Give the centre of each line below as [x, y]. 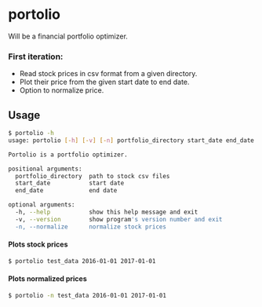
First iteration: [36, 57]
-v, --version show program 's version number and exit [119, 219]
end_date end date [66, 191]
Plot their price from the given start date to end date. [104, 82]
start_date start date [70, 183]
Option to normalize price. [62, 90]
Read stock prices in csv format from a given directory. [108, 74]
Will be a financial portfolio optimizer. [68, 36]
